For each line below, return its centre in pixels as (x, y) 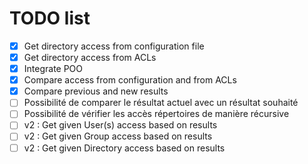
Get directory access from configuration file (114, 46)
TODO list (50, 18)
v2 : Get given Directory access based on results (124, 148)
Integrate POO (53, 69)
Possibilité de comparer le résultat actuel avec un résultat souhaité (161, 103)
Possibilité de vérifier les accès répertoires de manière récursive (156, 114)
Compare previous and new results (96, 91)
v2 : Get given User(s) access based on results (120, 125)
